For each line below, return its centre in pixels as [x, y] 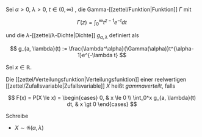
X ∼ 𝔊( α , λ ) [29, 128]
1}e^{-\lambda [95, 55]
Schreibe [17, 116]
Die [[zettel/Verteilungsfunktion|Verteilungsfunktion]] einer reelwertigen [96, 80]
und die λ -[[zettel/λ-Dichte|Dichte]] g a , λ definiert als [72, 36]
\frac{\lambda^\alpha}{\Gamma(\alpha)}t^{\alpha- [131, 49]
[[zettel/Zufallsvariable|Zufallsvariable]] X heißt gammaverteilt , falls [91, 86]
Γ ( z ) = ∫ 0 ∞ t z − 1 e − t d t [102, 23]
